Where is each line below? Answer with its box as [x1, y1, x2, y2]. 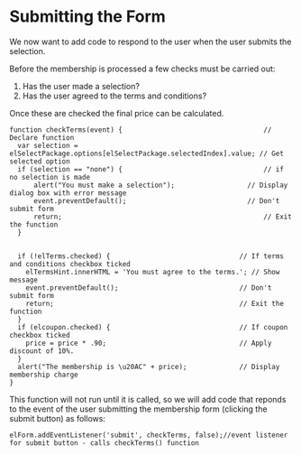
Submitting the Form [9, 6, 167, 27]
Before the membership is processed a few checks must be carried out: [9, 63, 276, 74]
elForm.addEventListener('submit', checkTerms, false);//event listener [9, 431, 288, 440]
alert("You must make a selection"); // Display [32, 181, 288, 190]
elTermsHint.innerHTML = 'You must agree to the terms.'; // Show [25, 267, 280, 276]
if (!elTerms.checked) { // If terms [17, 251, 284, 261]
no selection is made [9, 172, 91, 181]
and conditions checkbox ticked [9, 259, 131, 268]
